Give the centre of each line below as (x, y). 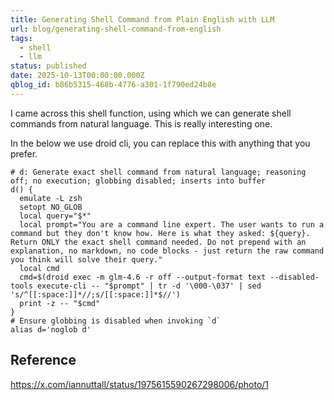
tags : (21, 38)
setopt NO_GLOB (51, 207)
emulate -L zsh (51, 198)
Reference (43, 360)
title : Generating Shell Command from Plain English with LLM (142, 19)
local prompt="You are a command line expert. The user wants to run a (172, 224)
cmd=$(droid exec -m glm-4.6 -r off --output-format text (143, 277)
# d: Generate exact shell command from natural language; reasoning (158, 172)
